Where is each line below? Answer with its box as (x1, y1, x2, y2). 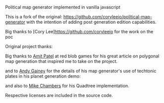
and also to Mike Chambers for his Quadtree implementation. (5, 83, 130, 89)
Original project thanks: (5, 44, 53, 49)
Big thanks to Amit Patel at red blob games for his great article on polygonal (5, 53, 160, 59)
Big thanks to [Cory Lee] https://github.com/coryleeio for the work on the (5, 29, 154, 34)
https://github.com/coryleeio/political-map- (63, 14, 152, 19)
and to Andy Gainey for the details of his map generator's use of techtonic (5, 68, 157, 74)
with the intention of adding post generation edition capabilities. (26, 19, 157, 25)
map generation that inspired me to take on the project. (5, 58, 118, 64)
